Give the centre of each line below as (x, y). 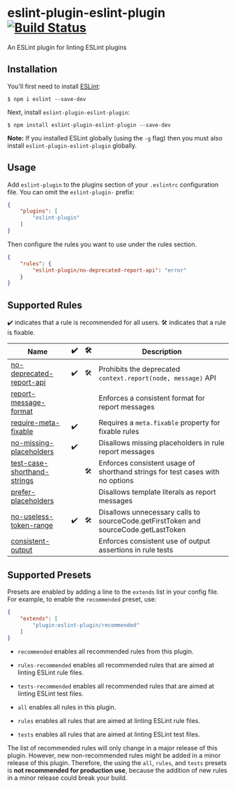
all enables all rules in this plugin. (67, 708)
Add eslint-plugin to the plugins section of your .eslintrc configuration (113, 185)
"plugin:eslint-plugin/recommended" (86, 625)
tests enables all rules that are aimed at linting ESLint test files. (109, 734)
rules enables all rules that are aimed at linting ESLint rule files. (109, 721)
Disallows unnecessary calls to (149, 512)
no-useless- (32, 517)
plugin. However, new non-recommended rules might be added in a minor (114, 755)
